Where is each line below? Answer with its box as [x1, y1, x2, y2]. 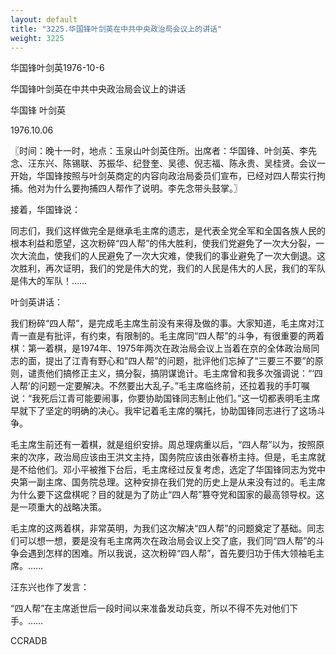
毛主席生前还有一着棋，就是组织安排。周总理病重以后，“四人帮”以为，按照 [10, 439, 317, 451]
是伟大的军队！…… [10, 275, 88, 287]
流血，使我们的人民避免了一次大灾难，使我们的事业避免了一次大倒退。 [27, 250, 317, 262]
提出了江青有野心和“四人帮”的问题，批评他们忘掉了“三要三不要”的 [44, 355, 315, 367]
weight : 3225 [10, 33, 65, 43]
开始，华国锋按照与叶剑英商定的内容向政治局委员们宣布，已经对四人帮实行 [10, 170, 317, 182]
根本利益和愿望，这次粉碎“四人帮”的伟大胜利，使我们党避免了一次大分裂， [10, 237, 317, 250]
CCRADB [10, 635, 48, 647]
